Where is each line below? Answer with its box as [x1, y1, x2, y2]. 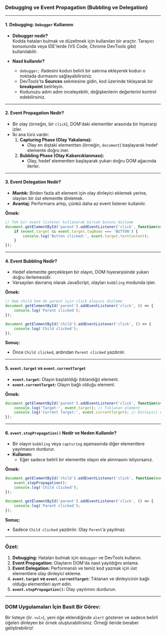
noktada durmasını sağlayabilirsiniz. [19, 73, 93, 79]
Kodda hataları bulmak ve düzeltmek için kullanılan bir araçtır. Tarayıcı [12, 38, 154, 44]
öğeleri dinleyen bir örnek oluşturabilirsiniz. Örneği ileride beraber [5, 620, 139, 626]
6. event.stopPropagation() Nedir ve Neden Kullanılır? [5, 430, 117, 436]
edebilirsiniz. [19, 94, 46, 100]
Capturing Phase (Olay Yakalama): [19, 137, 92, 143]
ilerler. [27, 163, 40, 169]
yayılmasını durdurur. [12, 446, 55, 452]
